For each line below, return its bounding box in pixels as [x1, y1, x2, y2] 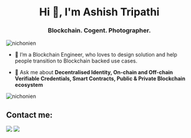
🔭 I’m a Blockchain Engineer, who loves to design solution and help [14, 51, 177, 58]
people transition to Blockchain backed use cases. [14, 57, 138, 64]
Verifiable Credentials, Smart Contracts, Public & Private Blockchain [14, 75, 186, 82]
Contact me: [6, 110, 53, 120]
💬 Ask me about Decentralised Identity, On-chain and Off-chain [14, 69, 173, 76]
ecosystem [14, 81, 43, 88]
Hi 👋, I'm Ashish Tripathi [39, 5, 160, 19]
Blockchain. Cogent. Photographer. [47, 27, 151, 35]
